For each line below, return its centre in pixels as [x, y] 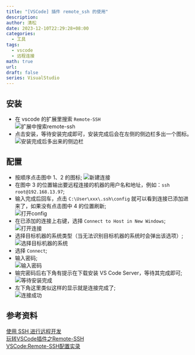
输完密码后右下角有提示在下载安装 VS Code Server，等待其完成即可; [98, 273]
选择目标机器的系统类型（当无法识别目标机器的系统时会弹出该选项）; [99, 235]
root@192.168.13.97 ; [40, 191]
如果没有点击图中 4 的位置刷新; [68, 206]
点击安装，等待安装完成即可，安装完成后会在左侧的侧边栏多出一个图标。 [103, 134]
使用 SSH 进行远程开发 [34, 331]
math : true [20, 61]
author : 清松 [21, 23]
